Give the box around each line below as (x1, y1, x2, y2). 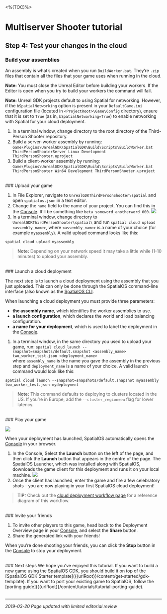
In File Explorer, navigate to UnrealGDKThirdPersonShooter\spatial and (12, 192, 157, 198)
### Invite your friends (5, 512, 52, 519)
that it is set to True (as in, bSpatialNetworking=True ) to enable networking (5, 113, 157, 119)
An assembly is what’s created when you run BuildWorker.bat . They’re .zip (5, 67, 160, 74)
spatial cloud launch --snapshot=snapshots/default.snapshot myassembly (5, 378, 159, 383)
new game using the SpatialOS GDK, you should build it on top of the (5, 568, 146, 574)
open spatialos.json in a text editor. (12, 197, 87, 203)
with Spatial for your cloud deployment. (5, 118, 86, 124)
